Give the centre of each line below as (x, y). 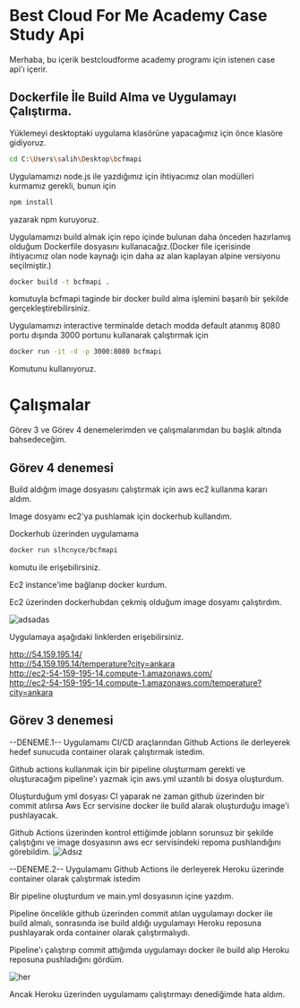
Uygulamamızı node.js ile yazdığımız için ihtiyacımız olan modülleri (132, 176)
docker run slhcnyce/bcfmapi (64, 550)
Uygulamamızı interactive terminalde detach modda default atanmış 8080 (145, 326)
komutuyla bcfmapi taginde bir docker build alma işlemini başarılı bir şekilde (149, 299)
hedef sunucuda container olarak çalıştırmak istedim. (107, 751)
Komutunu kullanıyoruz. (53, 369)
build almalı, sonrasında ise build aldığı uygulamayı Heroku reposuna (136, 923)
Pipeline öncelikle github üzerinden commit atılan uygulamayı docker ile (141, 913)
